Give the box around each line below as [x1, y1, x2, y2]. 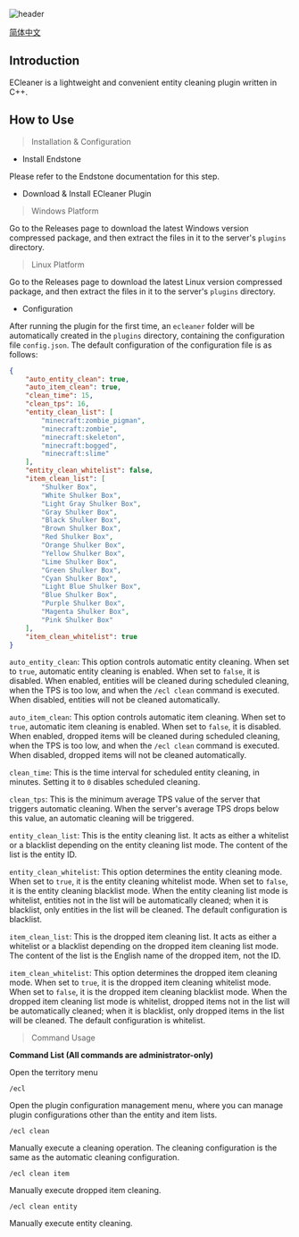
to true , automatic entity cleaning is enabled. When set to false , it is [9, 666, 261, 677]
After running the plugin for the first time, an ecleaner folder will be [9, 320, 255, 331]
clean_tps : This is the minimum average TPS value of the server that [9, 794, 261, 804]
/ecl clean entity [9, 1202, 78, 1211]
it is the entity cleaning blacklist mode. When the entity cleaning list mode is [9, 886, 288, 896]
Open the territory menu [9, 1067, 98, 1078]
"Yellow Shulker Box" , [41, 549, 126, 558]
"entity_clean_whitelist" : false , [25, 466, 154, 475]
